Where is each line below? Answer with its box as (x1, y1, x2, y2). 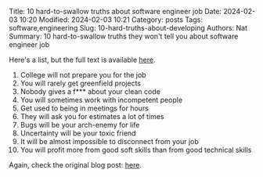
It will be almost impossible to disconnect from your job (20, 137, 199, 146)
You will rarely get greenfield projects (20, 78, 142, 88)
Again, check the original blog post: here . (9, 161, 142, 169)
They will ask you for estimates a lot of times (20, 112, 164, 121)
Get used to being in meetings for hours (20, 103, 150, 113)
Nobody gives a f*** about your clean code (20, 87, 161, 96)
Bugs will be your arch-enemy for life (20, 121, 140, 129)
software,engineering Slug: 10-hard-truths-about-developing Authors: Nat (9, 23, 248, 32)
